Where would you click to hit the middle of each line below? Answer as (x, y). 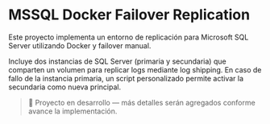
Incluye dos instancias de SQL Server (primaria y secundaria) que (118, 61)
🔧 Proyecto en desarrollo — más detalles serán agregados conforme (141, 102)
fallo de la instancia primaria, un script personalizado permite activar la (126, 78)
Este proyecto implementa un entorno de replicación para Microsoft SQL (129, 37)
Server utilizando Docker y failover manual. (80, 45)
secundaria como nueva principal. (65, 87)
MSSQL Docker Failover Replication (129, 15)
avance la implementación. (73, 111)
